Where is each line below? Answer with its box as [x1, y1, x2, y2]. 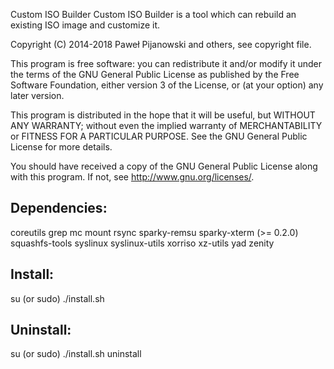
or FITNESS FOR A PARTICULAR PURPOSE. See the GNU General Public [10, 130, 308, 142]
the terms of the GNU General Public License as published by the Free [10, 69, 300, 80]
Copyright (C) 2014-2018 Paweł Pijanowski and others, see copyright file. [10, 39, 312, 50]
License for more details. [10, 141, 113, 153]
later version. [10, 90, 65, 101]
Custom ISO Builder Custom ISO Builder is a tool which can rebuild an [10, 9, 297, 20]
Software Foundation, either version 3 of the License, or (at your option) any [10, 79, 324, 91]
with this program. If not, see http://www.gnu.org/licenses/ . [10, 171, 255, 183]
